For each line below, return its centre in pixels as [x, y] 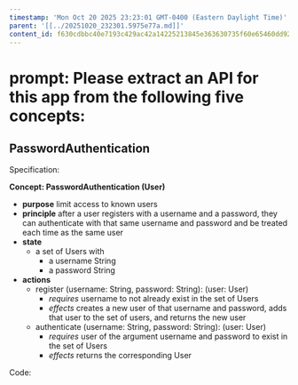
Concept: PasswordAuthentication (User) [87, 187]
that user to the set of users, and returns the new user [147, 317]
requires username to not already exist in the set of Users [153, 299]
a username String [82, 261]
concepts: [47, 116]
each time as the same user [73, 233]
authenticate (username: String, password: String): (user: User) [151, 327]
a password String [82, 270]
